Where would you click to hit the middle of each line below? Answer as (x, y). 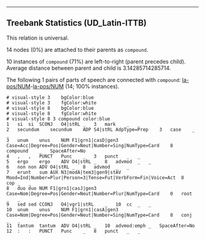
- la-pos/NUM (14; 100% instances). (75, 86)
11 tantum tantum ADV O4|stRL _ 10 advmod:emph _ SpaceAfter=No (101, 226)
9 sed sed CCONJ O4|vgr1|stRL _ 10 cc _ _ (79, 204)
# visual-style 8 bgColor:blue (50, 108)
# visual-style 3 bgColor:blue (50, 97)
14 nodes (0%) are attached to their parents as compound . (77, 49)
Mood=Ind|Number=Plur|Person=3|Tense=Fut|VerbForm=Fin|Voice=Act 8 (95, 178)
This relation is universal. (38, 38)
